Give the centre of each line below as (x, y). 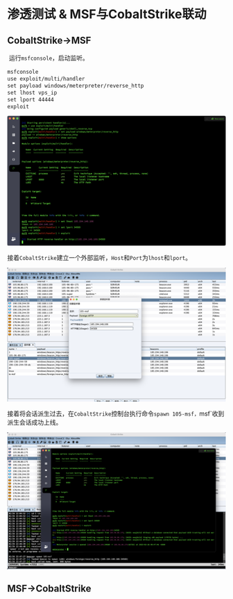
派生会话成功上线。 (35, 422)
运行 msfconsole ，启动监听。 (49, 58)
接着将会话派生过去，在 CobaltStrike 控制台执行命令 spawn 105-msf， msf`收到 (116, 413)
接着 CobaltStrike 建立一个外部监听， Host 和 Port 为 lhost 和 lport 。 (100, 257)
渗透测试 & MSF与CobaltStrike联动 (107, 14)
